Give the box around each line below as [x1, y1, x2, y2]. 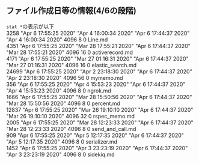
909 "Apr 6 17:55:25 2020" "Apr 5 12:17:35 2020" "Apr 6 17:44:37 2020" [6, 132, 185, 139]
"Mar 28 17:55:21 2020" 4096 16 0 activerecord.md [6, 49, 133, 56]
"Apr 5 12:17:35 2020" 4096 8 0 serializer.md [6, 138, 118, 145]
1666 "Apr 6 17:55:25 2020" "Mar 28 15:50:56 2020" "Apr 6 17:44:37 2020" [6, 93, 192, 100]
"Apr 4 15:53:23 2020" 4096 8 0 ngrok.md [6, 87, 111, 94]
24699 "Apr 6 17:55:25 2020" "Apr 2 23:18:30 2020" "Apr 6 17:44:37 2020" [6, 68, 192, 75]
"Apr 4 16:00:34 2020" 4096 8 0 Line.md [6, 35, 108, 43]
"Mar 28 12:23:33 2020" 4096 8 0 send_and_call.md [6, 125, 136, 132]
